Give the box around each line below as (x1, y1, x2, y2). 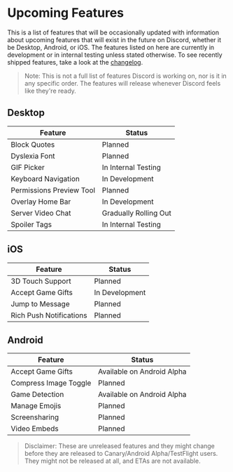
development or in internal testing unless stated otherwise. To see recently (7, 51, 223, 59)
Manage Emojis (10, 401, 62, 411)
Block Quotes (10, 139, 55, 149)
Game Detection (10, 390, 64, 400)
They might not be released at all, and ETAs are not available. (24, 457, 201, 465)
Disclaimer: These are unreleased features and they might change (24, 442, 216, 450)
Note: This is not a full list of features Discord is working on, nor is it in (24, 72, 227, 80)
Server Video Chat (10, 208, 71, 218)
